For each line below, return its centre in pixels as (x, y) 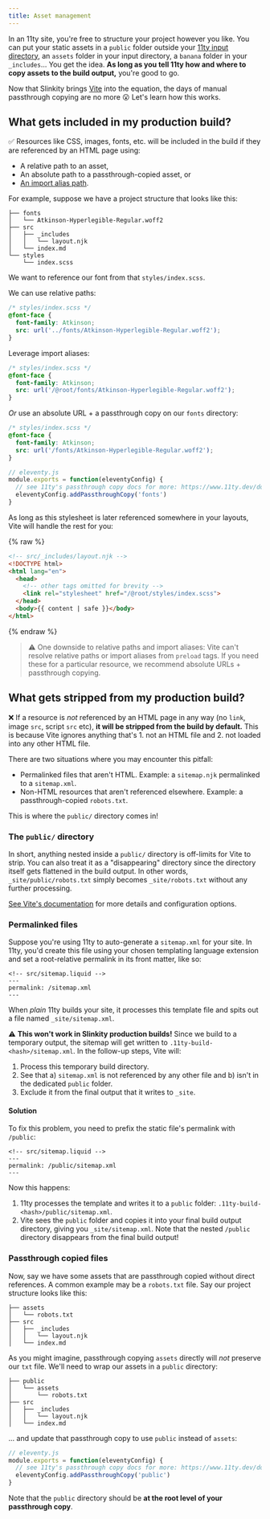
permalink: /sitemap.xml (50, 988)
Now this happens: (39, 1188)
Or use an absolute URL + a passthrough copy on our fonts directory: (123, 413)
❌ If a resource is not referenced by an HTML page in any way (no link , (127, 717)
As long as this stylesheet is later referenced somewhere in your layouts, (129, 517)
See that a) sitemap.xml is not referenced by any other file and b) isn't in (139, 1075)
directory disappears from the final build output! (99, 1238)
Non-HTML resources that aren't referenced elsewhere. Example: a (131, 792)
